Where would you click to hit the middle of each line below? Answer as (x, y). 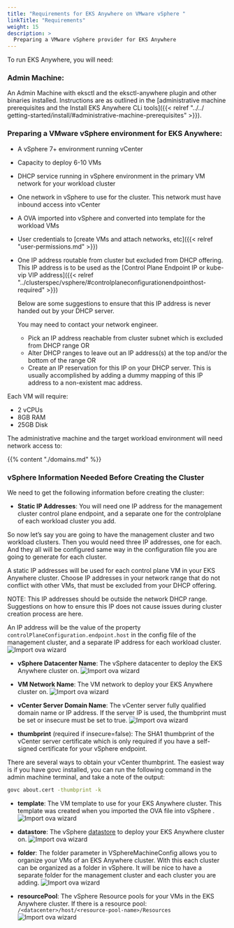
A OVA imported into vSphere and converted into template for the (111, 218)
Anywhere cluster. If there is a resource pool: (82, 903)
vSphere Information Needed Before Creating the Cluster (106, 477)
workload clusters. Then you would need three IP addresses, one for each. (115, 542)
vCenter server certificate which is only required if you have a (106, 741)
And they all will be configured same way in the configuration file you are (112, 550)
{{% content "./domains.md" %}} (54, 459)
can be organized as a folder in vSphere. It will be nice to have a (110, 867)
